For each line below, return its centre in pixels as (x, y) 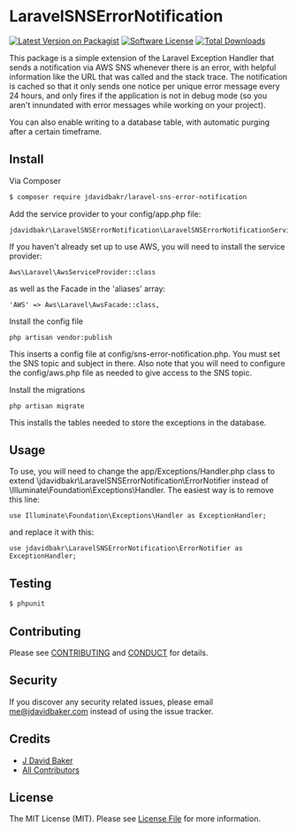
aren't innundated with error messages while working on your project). (138, 104)
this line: (24, 500)
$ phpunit (27, 604)
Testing (30, 583)
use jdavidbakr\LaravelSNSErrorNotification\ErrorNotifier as (126, 549)
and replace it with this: (52, 532)
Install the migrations (47, 389)
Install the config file (46, 321)
